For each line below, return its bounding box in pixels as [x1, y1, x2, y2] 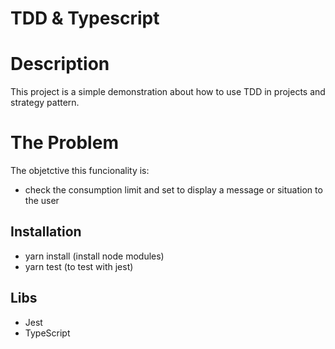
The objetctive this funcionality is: [10, 165, 150, 177]
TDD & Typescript [10, 7, 160, 30]
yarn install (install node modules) [24, 250, 165, 262]
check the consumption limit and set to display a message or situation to [24, 184, 323, 196]
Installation [10, 223, 82, 241]
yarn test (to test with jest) [24, 260, 134, 272]
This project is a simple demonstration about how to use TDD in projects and [10, 86, 326, 98]
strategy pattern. [10, 97, 80, 109]
